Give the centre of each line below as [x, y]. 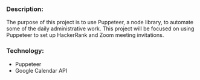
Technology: [25, 51]
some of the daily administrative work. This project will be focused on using [100, 28]
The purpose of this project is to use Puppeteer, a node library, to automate [100, 22]
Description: [25, 9]
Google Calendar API [41, 70]
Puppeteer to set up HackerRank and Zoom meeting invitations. [85, 35]
